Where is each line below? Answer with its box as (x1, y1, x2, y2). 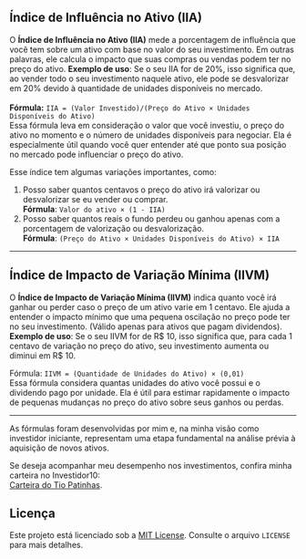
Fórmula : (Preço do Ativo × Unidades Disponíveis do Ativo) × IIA (22, 233, 280, 243)
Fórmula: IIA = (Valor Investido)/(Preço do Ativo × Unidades (9, 102, 250, 113)
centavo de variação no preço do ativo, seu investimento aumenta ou (9, 340, 270, 351)
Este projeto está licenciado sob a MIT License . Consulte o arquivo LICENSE (9, 530, 291, 541)
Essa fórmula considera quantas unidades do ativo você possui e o (9, 377, 261, 388)
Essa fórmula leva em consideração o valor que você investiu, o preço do (9, 119, 285, 130)
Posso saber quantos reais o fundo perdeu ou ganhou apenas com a (22, 212, 280, 224)
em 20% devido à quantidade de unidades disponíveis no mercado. (9, 82, 263, 93)
